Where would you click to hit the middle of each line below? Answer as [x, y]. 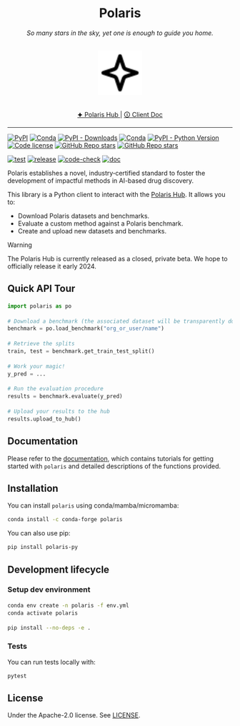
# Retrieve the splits [41, 344]
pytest [17, 676]
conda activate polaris [43, 613]
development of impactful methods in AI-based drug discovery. [101, 181]
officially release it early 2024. [52, 266]
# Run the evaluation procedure [55, 389]
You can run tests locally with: [51, 662]
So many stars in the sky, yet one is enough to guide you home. [120, 33]
